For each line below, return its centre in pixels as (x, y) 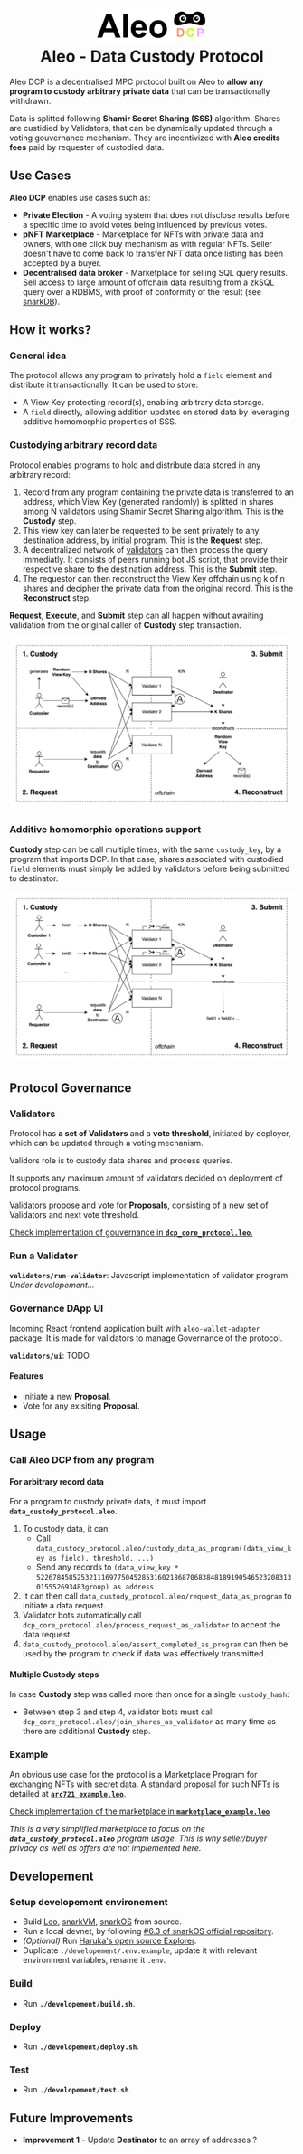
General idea (38, 356)
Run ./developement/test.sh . (76, 2090)
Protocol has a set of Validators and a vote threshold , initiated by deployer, (150, 1133)
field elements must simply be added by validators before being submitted (150, 868)
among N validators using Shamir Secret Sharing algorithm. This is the (153, 511)
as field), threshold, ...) (101, 1559)
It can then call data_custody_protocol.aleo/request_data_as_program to (157, 1596)
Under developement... (52, 1285)
